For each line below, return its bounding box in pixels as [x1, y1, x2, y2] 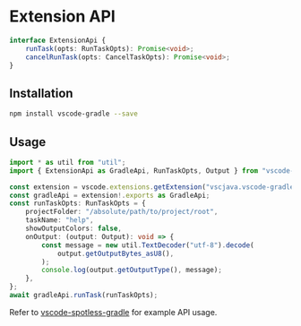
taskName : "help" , [25, 216, 94, 225]
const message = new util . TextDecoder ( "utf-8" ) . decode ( [41, 240, 254, 250]
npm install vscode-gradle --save [9, 109, 139, 118]
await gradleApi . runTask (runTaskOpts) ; [9, 291, 159, 300]
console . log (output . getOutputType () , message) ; [41, 266, 222, 275]
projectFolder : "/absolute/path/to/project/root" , [25, 208, 219, 217]
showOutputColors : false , [25, 224, 123, 234]
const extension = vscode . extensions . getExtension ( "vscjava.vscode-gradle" [9, 182, 298, 192]
